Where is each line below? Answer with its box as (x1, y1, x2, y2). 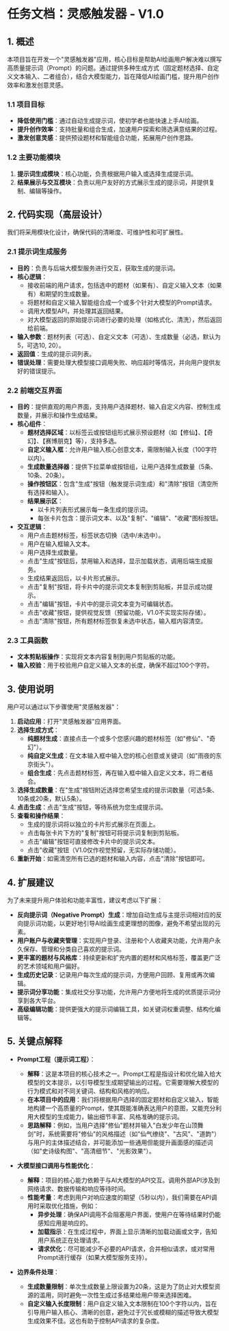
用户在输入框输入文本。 (27, 540, 94, 547)
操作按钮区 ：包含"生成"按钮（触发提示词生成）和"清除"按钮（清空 (27, 480, 213, 488)
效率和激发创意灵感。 (7, 81, 67, 89)
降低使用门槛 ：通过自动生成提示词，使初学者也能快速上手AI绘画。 (16, 117, 203, 125)
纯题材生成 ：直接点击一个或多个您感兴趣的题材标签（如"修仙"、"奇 (27, 735, 216, 743)
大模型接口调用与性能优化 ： (16, 1161, 96, 1170)
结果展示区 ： (27, 497, 64, 505)
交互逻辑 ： (16, 523, 48, 530)
